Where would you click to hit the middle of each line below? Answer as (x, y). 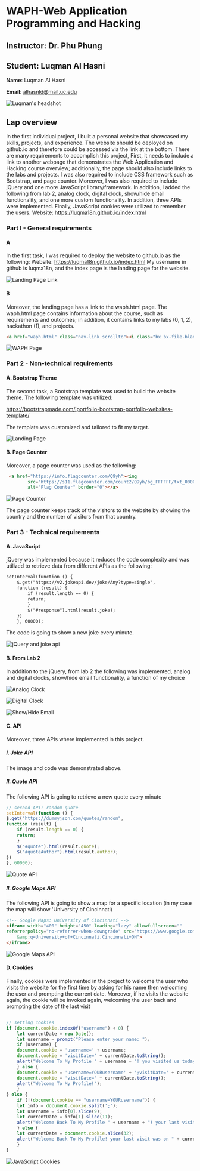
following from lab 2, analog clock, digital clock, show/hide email (85, 194)
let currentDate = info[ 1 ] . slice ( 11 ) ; (65, 1117)
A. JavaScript (23, 546)
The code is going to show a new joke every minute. (70, 633)
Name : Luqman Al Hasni (36, 80)
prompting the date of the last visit (48, 1006)
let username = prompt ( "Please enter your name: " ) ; (84, 1039)
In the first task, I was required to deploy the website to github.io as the (93, 255)
